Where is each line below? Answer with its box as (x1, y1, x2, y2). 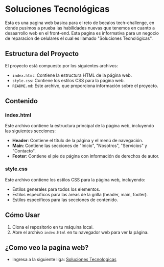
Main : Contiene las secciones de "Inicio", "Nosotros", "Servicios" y (12, 143, 147, 148)
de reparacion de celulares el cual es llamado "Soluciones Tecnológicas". (5, 35, 153, 41)
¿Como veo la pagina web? (5, 243, 89, 252)
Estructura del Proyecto (5, 50, 79, 58)
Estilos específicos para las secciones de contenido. (12, 197, 118, 203)
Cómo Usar (5, 211, 40, 219)
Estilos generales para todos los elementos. (12, 186, 100, 192)
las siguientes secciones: (5, 128, 56, 134)
